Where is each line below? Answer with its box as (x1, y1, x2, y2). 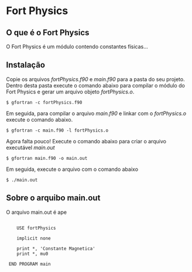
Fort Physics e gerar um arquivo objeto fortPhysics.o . (6, 88, 135, 95)
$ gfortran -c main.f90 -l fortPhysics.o (6, 127, 109, 133)
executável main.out (6, 144, 55, 151)
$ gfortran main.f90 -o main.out (6, 155, 88, 161)
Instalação (6, 60, 46, 70)
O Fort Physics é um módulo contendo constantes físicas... (6, 43, 148, 50)
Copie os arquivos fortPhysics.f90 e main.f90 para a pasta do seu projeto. (6, 75, 186, 83)
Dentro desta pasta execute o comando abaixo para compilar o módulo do (6, 82, 186, 89)
